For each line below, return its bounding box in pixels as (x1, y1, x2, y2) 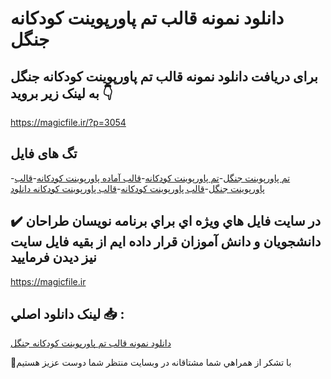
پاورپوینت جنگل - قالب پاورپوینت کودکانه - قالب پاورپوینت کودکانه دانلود (10, 182, 265, 194)
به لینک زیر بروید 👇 (10, 85, 113, 102)
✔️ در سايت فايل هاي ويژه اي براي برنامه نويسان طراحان (10, 213, 322, 230)
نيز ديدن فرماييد (10, 249, 97, 266)
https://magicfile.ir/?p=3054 (10, 117, 127, 128)
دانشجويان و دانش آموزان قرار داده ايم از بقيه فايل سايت (10, 233, 322, 251)
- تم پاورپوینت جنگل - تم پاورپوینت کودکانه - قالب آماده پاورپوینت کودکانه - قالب (10, 172, 291, 184)
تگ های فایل (10, 145, 78, 162)
